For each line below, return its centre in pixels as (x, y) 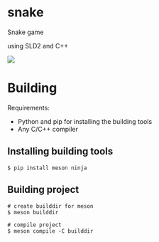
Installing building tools (60, 151)
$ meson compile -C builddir (50, 231)
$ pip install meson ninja (47, 168)
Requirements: (28, 107)
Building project (43, 190)
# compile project (34, 225)
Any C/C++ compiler (48, 129)
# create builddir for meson (50, 206)
